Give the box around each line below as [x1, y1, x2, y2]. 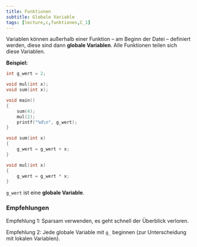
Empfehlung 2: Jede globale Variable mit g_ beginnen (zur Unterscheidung [6, 228, 187, 235]
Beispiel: [6, 59, 28, 66]
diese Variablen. [6, 48, 45, 55]
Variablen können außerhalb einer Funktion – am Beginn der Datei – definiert [6, 36, 191, 43]
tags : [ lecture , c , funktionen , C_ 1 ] [6, 19, 91, 25]
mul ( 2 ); [16, 114, 35, 120]
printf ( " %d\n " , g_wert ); [16, 119, 78, 125]
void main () [6, 97, 35, 103]
